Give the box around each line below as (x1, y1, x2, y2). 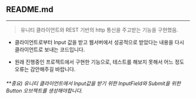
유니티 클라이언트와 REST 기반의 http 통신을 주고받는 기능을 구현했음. (20, 26, 178, 33)
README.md (6, 5, 54, 15)
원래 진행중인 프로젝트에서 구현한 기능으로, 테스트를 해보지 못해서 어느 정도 (14, 58, 185, 65)
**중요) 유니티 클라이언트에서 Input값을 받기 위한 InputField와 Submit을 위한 (6, 80, 181, 87)
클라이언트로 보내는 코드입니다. (14, 46, 86, 53)
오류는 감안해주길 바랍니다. (14, 65, 76, 72)
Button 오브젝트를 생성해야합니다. (6, 87, 83, 94)
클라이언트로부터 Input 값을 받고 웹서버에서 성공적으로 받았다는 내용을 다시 (14, 38, 185, 45)
